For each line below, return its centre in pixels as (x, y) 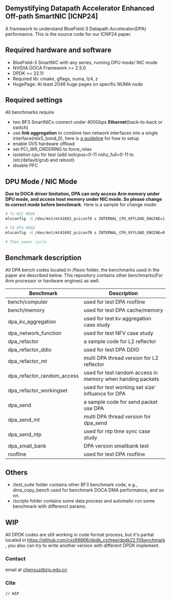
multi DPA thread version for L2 (121, 358)
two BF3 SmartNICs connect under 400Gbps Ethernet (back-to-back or (88, 122)
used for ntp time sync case (117, 431)
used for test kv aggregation (118, 319)
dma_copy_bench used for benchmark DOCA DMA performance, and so (88, 490)
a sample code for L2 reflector (120, 342)
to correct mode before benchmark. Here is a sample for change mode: (81, 205)
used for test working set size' (120, 387)
